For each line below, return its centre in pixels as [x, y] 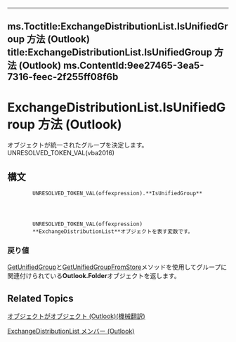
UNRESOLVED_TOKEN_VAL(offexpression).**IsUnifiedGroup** [117, 194]
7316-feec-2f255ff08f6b [63, 77]
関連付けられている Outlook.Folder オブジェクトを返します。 [94, 276]
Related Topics [40, 298]
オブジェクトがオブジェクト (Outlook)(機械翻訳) [76, 316]
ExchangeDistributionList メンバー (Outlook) [71, 331]
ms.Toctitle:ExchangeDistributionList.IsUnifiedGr [118, 26]
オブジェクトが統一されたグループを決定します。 [78, 145]
